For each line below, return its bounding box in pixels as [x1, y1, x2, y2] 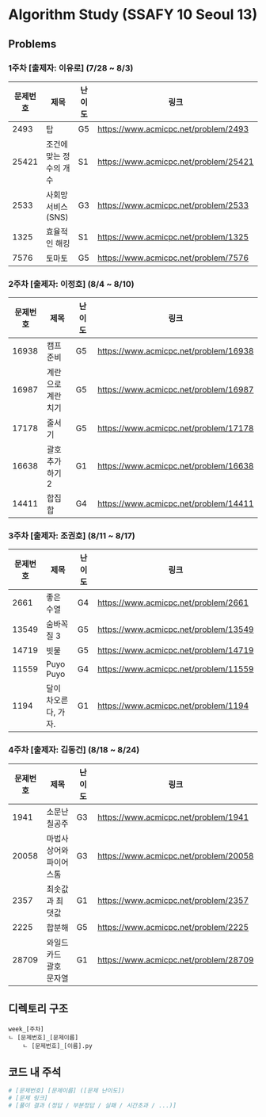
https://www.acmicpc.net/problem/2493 [97, 123, 249, 134]
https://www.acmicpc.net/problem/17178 [97, 423, 254, 434]
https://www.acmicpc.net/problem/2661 [97, 597, 249, 608]
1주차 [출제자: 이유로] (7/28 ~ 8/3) [8, 62, 134, 73]
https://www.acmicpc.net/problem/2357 [97, 894, 249, 905]
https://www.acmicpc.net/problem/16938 [97, 346, 254, 357]
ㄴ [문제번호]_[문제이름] [8, 1033, 79, 1042]
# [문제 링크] [8, 1094, 48, 1103]
